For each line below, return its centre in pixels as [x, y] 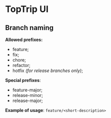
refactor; [21, 65]
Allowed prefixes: [24, 39]
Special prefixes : [23, 80]
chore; [19, 60]
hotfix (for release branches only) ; [48, 70]
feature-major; [27, 90]
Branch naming [29, 28]
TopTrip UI [27, 9]
